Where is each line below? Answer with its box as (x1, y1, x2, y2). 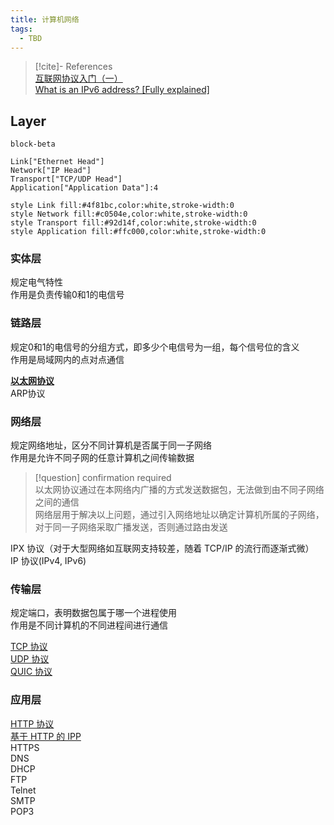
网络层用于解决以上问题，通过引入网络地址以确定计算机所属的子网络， (34, 509, 325, 521)
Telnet (10, 784, 37, 796)
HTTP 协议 (10, 717, 55, 730)
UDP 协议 (10, 653, 50, 665)
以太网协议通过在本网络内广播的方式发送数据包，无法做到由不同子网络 (34, 484, 325, 496)
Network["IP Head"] (10, 166, 92, 176)
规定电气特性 (10, 276, 63, 288)
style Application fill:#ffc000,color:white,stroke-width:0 (10, 227, 267, 237)
